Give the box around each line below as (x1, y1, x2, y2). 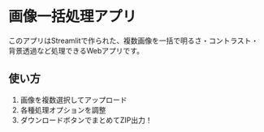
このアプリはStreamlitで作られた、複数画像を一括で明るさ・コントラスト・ (8, 36, 259, 45)
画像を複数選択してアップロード (19, 95, 128, 104)
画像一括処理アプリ (8, 7, 137, 26)
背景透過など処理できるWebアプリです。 (8, 45, 145, 55)
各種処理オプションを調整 (19, 104, 106, 114)
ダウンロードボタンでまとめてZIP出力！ (19, 115, 153, 125)
